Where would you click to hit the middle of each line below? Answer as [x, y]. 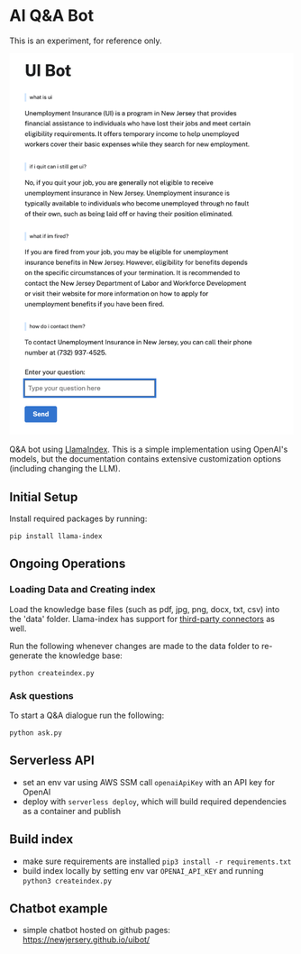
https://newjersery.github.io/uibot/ [86, 940]
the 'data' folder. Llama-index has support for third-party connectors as [142, 619]
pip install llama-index [56, 537]
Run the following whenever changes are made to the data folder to [134, 646]
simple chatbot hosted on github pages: [96, 931]
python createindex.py [52, 673]
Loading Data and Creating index [82, 590]
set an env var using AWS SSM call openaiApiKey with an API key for [148, 782]
